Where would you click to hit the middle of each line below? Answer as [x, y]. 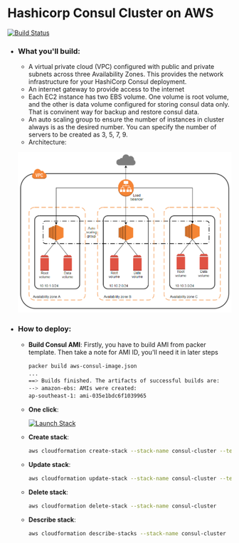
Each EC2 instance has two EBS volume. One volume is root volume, [128, 97]
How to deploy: [44, 329]
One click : [43, 409]
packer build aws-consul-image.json [83, 366]
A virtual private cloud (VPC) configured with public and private [121, 67]
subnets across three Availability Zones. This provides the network [126, 74]
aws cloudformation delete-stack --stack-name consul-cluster [122, 506]
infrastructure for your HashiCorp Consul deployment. [107, 82]
